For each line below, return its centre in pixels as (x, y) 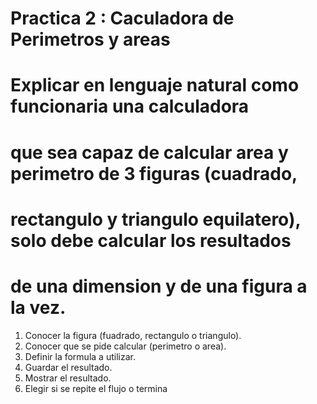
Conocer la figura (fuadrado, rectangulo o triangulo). (133, 335)
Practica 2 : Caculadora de (122, 18)
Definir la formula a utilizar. (80, 356)
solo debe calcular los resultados (151, 240)
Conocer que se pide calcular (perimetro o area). (125, 346)
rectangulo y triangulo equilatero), (155, 219)
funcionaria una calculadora (130, 106)
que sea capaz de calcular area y (149, 152)
